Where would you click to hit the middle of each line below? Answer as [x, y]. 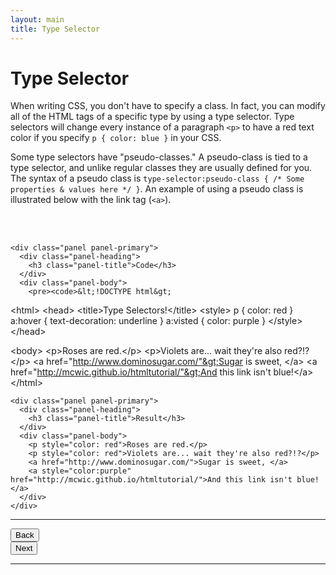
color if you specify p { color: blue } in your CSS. [116, 138]
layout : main [37, 19]
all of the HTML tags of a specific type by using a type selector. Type [152, 117]
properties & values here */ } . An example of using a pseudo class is [157, 189]
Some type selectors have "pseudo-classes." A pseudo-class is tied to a [159, 157]
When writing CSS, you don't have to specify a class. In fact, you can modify [168, 106]
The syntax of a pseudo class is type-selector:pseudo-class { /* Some [157, 178]
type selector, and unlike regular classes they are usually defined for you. [161, 168]
